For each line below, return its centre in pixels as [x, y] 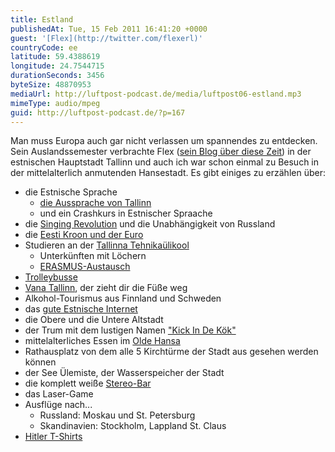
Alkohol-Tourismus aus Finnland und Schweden [123, 298]
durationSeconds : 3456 [57, 76]
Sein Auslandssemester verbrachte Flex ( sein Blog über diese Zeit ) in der [161, 152]
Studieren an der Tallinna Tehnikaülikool [107, 245]
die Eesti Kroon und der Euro [84, 235]
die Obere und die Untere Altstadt [94, 320]
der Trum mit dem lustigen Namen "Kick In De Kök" [130, 330]
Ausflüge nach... [58, 405]
